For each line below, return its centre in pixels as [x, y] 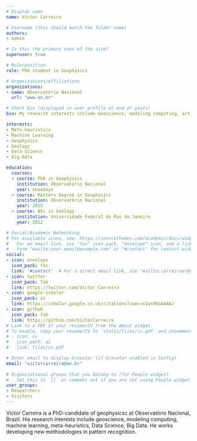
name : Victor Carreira [34, 17]
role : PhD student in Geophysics [47, 70]
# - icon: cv [22, 336]
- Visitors [19, 396]
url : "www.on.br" [33, 97]
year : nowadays [35, 189]
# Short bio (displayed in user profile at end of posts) [78, 108]
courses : [22, 173]
